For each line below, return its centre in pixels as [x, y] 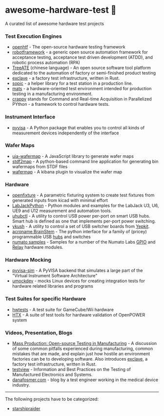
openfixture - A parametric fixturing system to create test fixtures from [83, 195]
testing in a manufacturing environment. [52, 94]
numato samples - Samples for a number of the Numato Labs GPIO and [84, 242]
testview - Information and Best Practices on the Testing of [71, 369]
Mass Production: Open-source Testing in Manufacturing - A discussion [84, 343]
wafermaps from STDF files [40, 167]
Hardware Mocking [28, 260]
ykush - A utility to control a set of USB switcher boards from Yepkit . [81, 226]
